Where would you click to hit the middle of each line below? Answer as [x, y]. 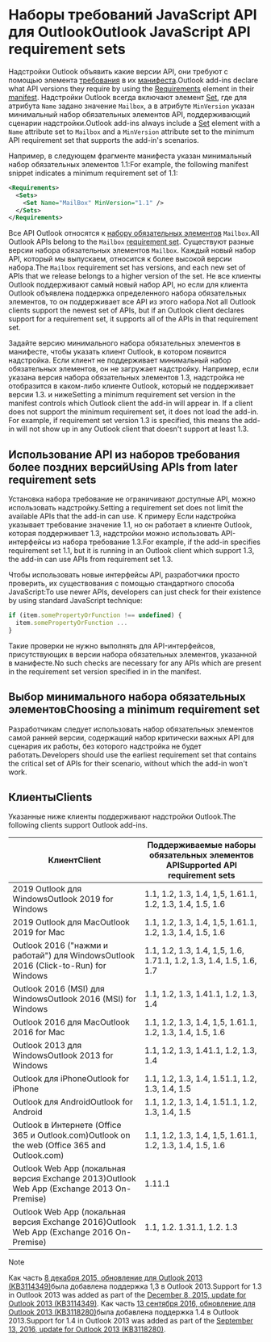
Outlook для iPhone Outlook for [71, 1079]
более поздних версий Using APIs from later [123, 467]
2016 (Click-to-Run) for [59, 966]
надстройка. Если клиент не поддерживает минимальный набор [120, 360]
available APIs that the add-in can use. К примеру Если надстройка [122, 516]
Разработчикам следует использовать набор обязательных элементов [131, 729]
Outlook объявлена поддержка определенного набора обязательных [128, 293]
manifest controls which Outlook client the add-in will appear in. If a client [131, 403]
